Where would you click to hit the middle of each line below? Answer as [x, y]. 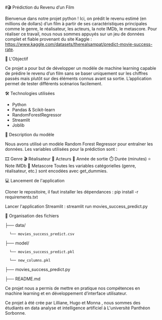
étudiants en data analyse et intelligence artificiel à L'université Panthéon [78, 308]
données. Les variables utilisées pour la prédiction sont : [61, 149]
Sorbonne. [15, 313]
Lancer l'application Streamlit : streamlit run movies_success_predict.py [76, 206]
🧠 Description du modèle [30, 135]
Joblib [18, 125]
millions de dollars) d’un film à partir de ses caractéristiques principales [76, 24]
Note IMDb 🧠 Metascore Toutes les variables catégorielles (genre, [71, 166]
